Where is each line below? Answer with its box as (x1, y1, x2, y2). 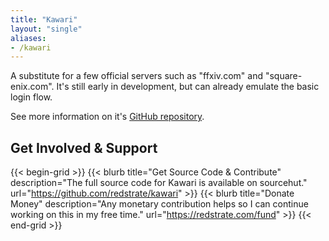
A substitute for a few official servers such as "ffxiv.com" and (10, 70, 263, 82)
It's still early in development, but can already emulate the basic (56, 81, 320, 93)
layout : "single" (10, 24, 83, 34)
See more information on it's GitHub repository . (10, 111, 205, 123)
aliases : (10, 33, 47, 43)
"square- (264, 70, 303, 82)
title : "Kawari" (10, 14, 78, 25)
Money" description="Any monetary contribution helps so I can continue (10, 198, 309, 210)
